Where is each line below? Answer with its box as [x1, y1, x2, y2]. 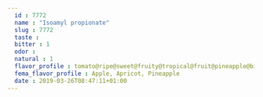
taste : [14, 33, 40, 41]
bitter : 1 [14, 41, 50, 48]
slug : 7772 [14, 26, 54, 34]
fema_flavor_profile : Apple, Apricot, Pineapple [14, 70, 180, 77]
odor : [14, 48, 36, 56]
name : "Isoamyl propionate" [14, 19, 110, 27]
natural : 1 [14, 56, 54, 63]
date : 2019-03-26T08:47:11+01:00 [14, 77, 127, 84]
